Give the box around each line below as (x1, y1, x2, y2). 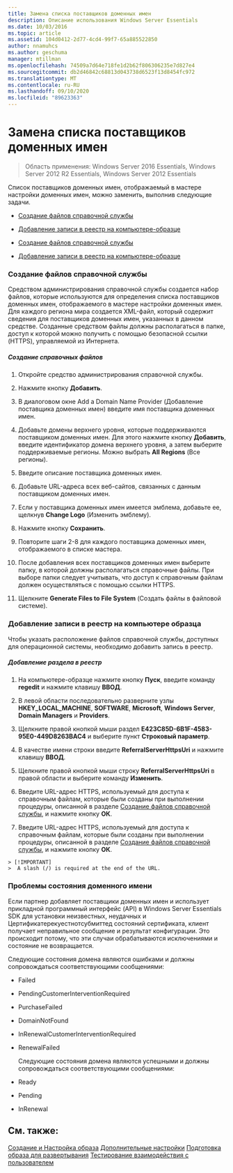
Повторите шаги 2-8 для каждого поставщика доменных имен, (17, 538, 207, 546)
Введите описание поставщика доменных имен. (17, 469, 162, 477)
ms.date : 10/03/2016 (8, 23, 68, 30)
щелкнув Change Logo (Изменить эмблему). (17, 511, 152, 519)
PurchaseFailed (17, 1002, 63, 1011)
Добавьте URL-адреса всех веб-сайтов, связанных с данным (17, 482, 201, 491)
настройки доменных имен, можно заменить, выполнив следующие (8, 190, 212, 199)
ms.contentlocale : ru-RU (8, 81, 80, 88)
